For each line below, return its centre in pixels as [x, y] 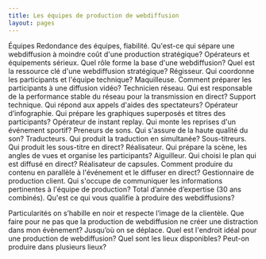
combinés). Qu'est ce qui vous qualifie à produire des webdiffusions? [121, 197]
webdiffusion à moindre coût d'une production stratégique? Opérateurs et [129, 54]
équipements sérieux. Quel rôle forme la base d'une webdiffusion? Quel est [132, 62]
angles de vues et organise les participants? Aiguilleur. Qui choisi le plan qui [132, 155]
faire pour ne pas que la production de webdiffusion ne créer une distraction [133, 221]
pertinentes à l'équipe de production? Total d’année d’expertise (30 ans [125, 189]
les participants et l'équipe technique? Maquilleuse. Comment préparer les [130, 79]
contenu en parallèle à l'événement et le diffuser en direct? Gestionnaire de [131, 172]
